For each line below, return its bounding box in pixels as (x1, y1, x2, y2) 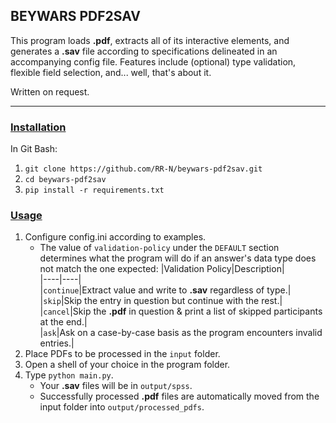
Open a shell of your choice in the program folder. (24, 359, 231, 371)
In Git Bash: (10, 143, 58, 155)
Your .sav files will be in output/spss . (39, 380, 193, 392)
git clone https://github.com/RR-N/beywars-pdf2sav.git (24, 164, 263, 174)
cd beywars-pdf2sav (24, 175, 107, 185)
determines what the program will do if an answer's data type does (39, 252, 317, 264)
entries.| (39, 337, 75, 349)
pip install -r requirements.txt (24, 185, 165, 196)
